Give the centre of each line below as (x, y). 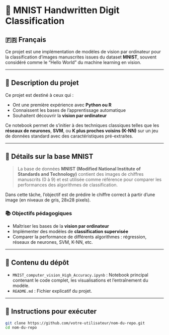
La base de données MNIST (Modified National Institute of (79, 169)
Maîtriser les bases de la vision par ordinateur (61, 226)
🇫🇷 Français (26, 40)
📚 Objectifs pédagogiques (38, 213)
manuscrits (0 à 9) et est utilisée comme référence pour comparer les (90, 179)
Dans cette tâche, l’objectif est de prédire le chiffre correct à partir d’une (80, 194)
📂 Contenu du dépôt (37, 263)
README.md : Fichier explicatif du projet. (52, 291)
